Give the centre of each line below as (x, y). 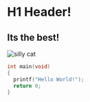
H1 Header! (39, 12)
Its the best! (33, 38)
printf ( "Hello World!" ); (49, 79)
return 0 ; (27, 86)
